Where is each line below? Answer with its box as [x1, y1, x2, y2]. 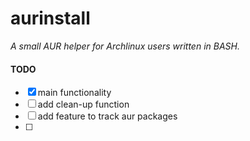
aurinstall [10, 7, 91, 30]
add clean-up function [37, 98, 130, 111]
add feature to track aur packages [37, 110, 178, 122]
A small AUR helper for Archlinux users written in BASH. [10, 40, 240, 52]
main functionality [37, 87, 112, 99]
